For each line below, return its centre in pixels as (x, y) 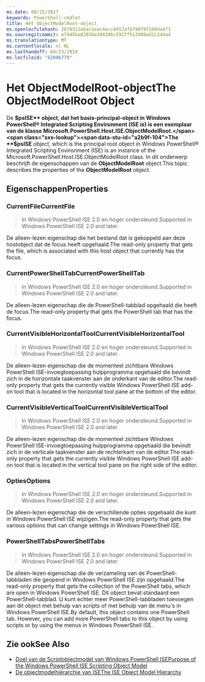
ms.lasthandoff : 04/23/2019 (42, 52)
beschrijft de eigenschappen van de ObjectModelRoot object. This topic (97, 163)
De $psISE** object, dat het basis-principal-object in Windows (88, 117)
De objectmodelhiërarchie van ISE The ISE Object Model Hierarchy (98, 672)
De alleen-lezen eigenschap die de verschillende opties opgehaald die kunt (101, 513)
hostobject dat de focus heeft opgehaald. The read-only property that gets (100, 245)
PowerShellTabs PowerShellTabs (56, 541)
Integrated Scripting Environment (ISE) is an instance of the (81, 150)
